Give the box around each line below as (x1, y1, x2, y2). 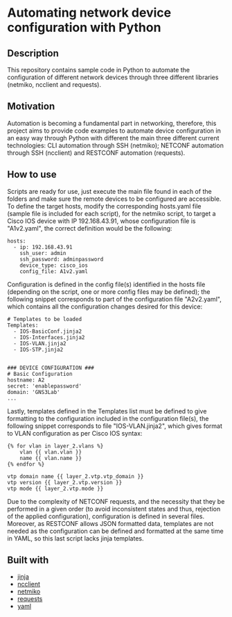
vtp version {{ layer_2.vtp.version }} (7, 479, 123, 486)
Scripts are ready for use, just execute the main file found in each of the (7, 187, 213, 195)
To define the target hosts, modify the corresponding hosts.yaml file (7, 201, 202, 210)
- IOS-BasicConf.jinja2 (13, 328, 82, 335)
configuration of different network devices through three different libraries (7, 73, 219, 81)
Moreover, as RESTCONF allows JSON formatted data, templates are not (7, 519, 214, 527)
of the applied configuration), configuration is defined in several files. (7, 512, 205, 520)
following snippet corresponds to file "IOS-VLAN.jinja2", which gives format (7, 422, 223, 430)
